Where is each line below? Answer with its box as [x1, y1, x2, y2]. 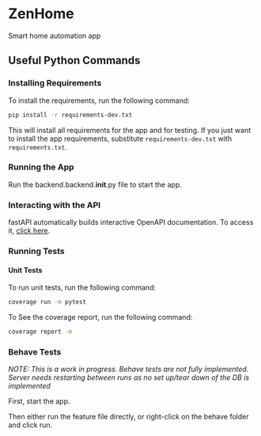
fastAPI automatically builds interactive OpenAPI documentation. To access [8, 218, 254, 227]
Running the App [8, 161, 74, 173]
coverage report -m [8, 328, 73, 336]
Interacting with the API [8, 199, 101, 210]
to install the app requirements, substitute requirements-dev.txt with [8, 134, 232, 143]
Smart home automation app [8, 31, 101, 40]
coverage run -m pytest [8, 298, 87, 306]
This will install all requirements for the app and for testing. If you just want [8, 125, 252, 135]
